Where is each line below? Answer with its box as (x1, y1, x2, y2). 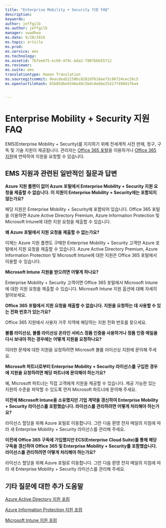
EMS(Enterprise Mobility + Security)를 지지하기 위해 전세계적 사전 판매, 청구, (5, 141, 157, 147)
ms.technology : (5, 53, 37, 59)
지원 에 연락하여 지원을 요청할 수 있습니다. (5, 153, 85, 159)
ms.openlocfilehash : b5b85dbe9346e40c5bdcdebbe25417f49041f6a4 (5, 81, 139, 86)
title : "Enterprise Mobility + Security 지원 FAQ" (5, 7, 110, 12)
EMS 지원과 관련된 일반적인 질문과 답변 (5, 169, 117, 177)
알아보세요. (5, 292, 27, 298)
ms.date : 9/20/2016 (5, 35, 46, 40)
